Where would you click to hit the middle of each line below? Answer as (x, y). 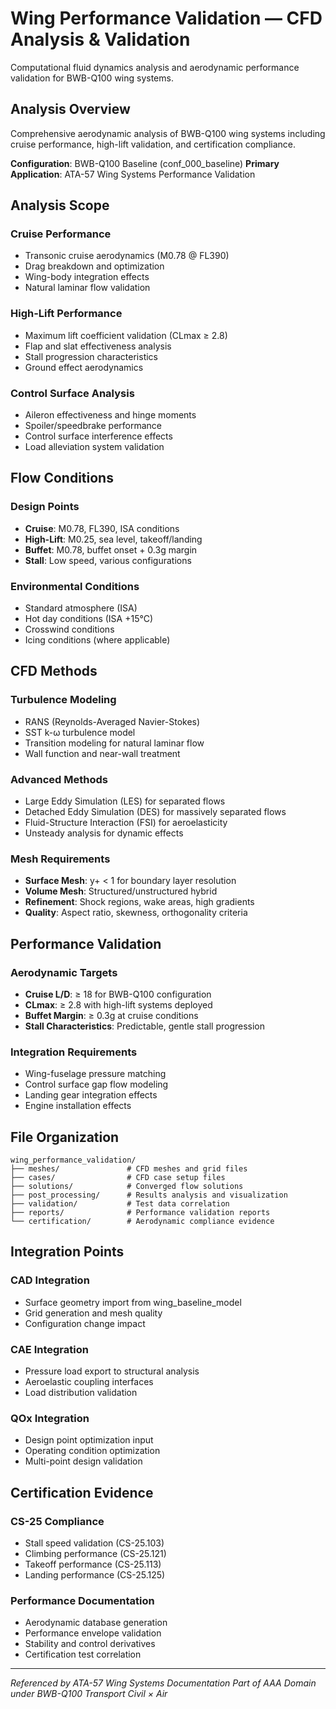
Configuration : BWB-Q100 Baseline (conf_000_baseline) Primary (145, 163)
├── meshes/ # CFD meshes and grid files (129, 1169)
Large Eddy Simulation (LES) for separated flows (125, 801)
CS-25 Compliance (57, 1521)
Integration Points (67, 1252)
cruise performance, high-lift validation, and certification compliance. (153, 144)
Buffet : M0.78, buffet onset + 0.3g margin (111, 549)
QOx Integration (50, 1418)
